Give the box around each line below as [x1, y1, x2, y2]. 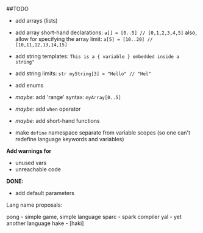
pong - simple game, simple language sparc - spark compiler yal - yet [6, 213, 182, 220]
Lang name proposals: [6, 201, 63, 209]
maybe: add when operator [15, 105, 81, 113]
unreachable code [15, 166, 61, 173]
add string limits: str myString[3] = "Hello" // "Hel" [15, 70, 151, 77]
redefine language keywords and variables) [15, 136, 124, 142]
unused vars [15, 159, 47, 166]
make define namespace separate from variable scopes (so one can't [15, 129, 191, 136]
